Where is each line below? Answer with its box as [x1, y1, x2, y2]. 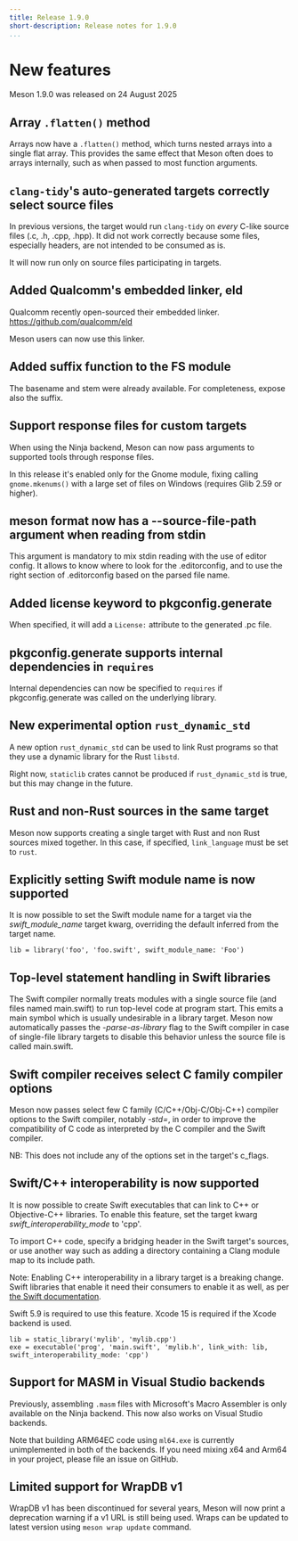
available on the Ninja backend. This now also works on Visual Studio [9, 1407, 263, 1418]
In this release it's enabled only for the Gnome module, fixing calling [9, 469, 259, 480]
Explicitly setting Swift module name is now [9, 872, 256, 887]
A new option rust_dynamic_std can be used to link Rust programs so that [9, 742, 278, 752]
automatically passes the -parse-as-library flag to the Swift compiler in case [9, 1022, 290, 1033]
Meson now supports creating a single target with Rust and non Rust [9, 827, 261, 838]
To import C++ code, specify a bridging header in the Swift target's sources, [9, 1235, 289, 1246]
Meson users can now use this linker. [9, 333, 145, 344]
